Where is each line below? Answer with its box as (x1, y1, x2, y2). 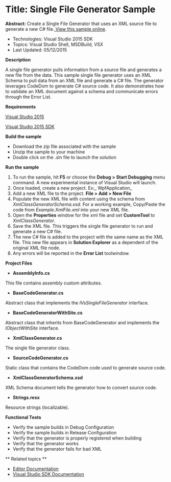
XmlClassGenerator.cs (12, 335, 62, 341)
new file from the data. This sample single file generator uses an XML (5, 72, 152, 78)
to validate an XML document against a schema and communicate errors (5, 88, 158, 94)
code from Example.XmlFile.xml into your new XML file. (12, 206, 129, 213)
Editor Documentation (12, 466, 59, 472)
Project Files (5, 260, 32, 266)
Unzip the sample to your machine (12, 148, 85, 155)
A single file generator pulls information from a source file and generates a (5, 67, 162, 73)
